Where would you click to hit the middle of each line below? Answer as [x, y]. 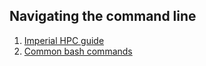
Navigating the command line [103, 16]
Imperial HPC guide [64, 40]
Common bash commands [78, 51]
